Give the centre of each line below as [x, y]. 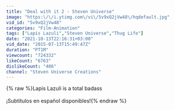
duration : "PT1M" [27, 50]
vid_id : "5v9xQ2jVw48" [34, 22]
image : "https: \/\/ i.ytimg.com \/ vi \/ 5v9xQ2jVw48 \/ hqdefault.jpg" [88, 17]
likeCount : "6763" [29, 61]
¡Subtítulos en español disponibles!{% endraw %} [66, 101]
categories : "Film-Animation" [43, 28]
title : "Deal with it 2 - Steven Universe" [60, 11]
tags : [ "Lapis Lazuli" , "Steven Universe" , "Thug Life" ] [75, 34]
